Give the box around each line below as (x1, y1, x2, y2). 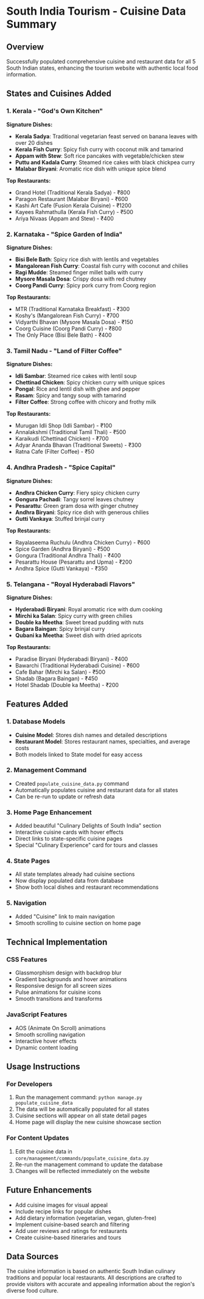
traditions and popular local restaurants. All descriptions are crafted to (6, 1274, 182, 1281)
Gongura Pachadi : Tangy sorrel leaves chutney (15, 495, 134, 502)
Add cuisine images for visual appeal (15, 1201, 108, 1209)
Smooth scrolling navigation (15, 1031, 85, 1038)
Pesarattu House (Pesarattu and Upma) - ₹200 (15, 558, 133, 565)
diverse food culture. (6, 1287, 59, 1294)
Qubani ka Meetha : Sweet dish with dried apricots (15, 631, 142, 639)
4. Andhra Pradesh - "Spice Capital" (6, 463, 116, 472)
